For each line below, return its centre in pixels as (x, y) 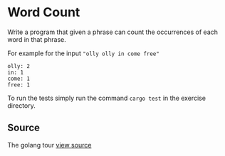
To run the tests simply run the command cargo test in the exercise (107, 98)
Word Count (44, 12)
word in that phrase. (37, 39)
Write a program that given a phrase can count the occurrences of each (113, 32)
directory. (21, 105)
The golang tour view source (49, 145)
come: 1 (19, 79)
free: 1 (19, 85)
